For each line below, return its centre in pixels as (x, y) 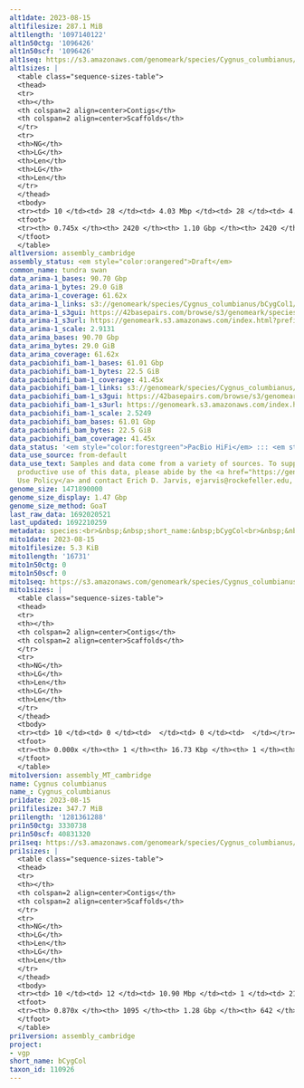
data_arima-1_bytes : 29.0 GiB (66, 287)
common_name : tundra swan (58, 271)
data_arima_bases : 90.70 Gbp (64, 338)
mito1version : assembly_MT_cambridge (81, 775)
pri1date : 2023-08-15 (50, 801)
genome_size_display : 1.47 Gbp (68, 497)
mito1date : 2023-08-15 (52, 539)
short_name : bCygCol (48, 1061)
